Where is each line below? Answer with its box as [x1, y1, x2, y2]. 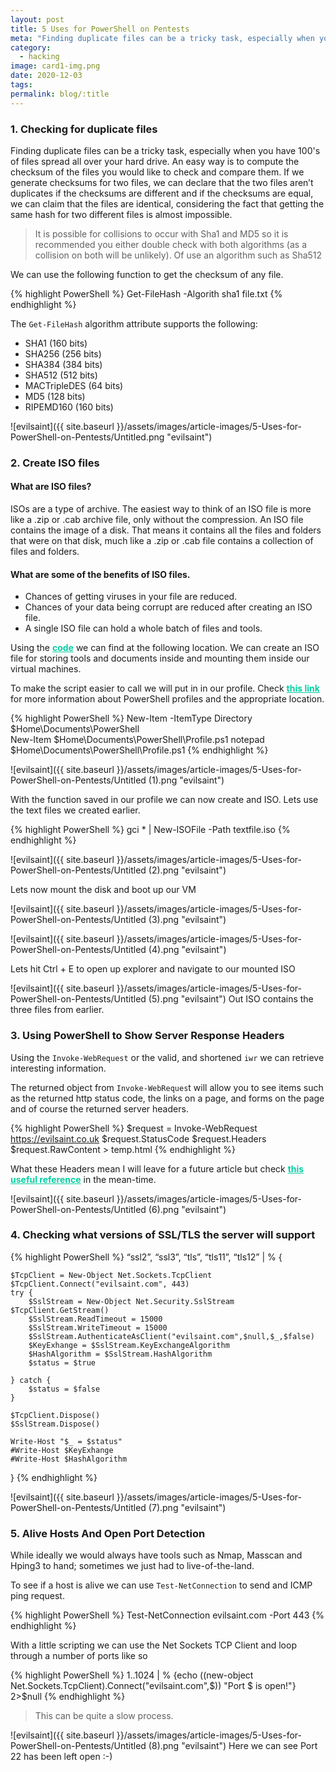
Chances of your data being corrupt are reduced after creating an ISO [24, 601, 313, 613]
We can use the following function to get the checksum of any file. [10, 268, 284, 280]
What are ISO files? [10, 481, 92, 493]
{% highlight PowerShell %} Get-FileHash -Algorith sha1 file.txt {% [10, 287, 283, 300]
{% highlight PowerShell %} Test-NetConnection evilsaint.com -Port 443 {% [10, 1609, 325, 1621]
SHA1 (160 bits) [24, 337, 88, 349]
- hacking [19, 52, 60, 62]
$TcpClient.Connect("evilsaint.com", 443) [10, 1279, 190, 1289]
